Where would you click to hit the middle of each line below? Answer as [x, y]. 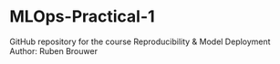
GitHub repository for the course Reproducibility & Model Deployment [140, 41]
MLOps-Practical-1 [82, 17]
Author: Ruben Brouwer [54, 50]
